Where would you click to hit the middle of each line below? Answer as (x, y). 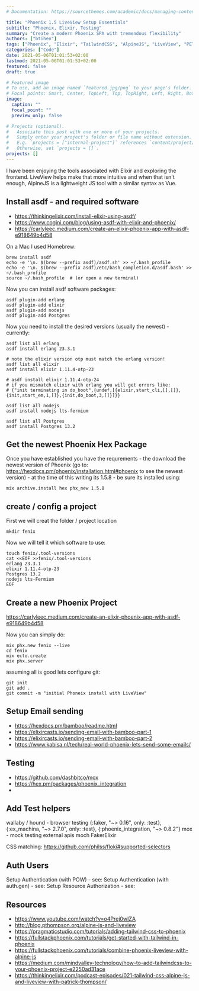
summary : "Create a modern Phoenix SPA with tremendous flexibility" (94, 33)
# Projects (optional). (36, 126)
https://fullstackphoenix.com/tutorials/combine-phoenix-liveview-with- (101, 950)
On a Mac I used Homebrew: (41, 246)
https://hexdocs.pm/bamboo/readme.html (66, 725)
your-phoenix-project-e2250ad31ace (60, 969)
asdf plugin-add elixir (36, 305)
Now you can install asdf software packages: (61, 289)
